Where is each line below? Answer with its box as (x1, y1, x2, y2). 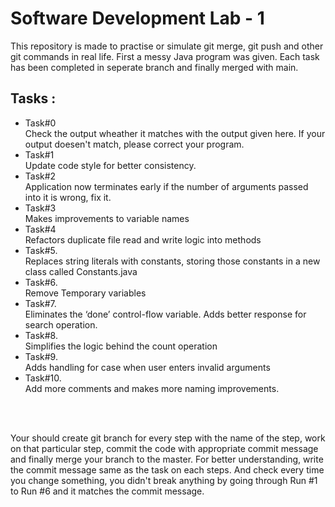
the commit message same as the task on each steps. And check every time (10, 463, 325, 476)
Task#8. (24, 329, 58, 341)
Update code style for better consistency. (24, 159, 197, 171)
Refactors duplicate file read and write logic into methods (24, 233, 262, 246)
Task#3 (24, 202, 57, 214)
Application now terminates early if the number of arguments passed (24, 180, 309, 192)
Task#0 (24, 117, 57, 129)
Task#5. (24, 244, 58, 256)
